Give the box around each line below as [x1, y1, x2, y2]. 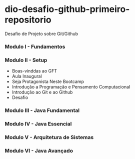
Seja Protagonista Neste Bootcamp [11, 78, 84, 84]
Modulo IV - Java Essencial [4, 120, 72, 127]
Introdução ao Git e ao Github [11, 89, 73, 95]
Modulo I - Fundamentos [4, 43, 65, 50]
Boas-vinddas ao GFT [11, 68, 57, 74]
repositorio [4, 14, 51, 25]
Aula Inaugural [11, 73, 42, 79]
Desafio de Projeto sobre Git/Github [4, 30, 78, 36]
